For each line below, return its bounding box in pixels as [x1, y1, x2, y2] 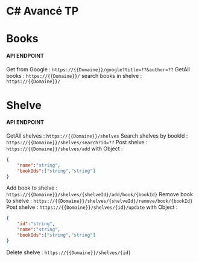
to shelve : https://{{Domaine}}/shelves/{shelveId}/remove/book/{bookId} [6, 197, 193, 205]
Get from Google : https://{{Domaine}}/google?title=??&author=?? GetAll [6, 65, 190, 73]
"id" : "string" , [17, 221, 55, 227]
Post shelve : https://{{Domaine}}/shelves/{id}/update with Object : [6, 203, 178, 211]
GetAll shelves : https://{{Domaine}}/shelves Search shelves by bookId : [6, 132, 188, 139]
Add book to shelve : [6, 184, 58, 191]
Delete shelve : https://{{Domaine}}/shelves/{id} [6, 249, 131, 256]
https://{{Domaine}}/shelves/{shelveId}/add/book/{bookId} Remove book [6, 191, 193, 198]
